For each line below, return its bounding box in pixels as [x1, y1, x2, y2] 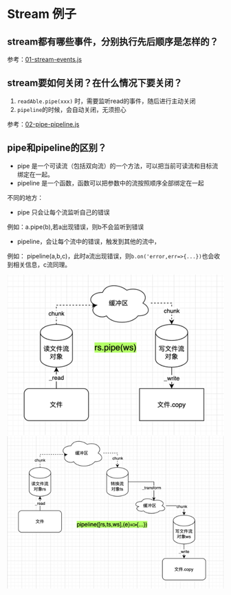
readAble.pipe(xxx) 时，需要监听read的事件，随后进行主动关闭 [16, 97, 196, 105]
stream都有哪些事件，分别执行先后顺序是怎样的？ [7, 36, 219, 47]
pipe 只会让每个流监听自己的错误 [16, 207, 110, 216]
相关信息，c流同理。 [12, 260, 71, 269]
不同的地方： [7, 193, 43, 201]
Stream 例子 [7, 6, 77, 22]
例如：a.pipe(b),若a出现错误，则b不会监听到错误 [7, 223, 144, 231]
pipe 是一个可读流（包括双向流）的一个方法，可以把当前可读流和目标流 [16, 161, 219, 170]
